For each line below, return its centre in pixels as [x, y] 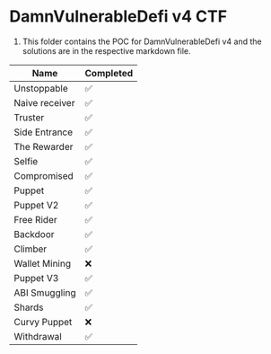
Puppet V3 [36, 278]
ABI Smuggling [45, 292]
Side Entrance [44, 132]
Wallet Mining [43, 263]
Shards [29, 307]
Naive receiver [44, 102]
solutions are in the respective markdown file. [106, 50]
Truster [29, 117]
